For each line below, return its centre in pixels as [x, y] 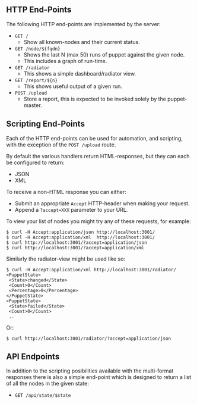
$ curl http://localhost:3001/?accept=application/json [77, 242]
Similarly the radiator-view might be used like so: [66, 259]
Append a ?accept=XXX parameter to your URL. [71, 209]
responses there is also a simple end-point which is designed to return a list [99, 377]
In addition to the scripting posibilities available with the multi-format [90, 371]
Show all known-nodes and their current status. [82, 42]
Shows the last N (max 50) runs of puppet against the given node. [104, 54]
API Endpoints [33, 357]
